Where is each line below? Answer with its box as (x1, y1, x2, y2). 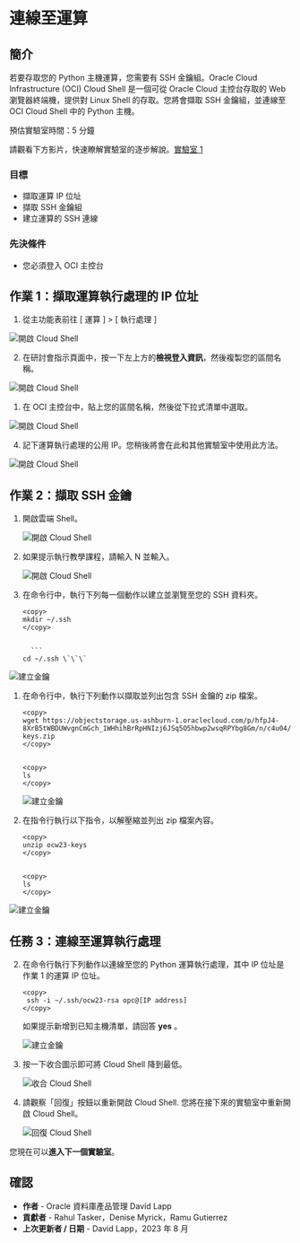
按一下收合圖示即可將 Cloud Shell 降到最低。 (21, 1059, 187, 1070)
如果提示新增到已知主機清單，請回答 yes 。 (21, 1020, 183, 1032)
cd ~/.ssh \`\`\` (21, 654, 88, 664)
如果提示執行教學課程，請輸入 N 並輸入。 (21, 551, 175, 562)
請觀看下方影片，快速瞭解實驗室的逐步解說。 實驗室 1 (9, 144, 203, 154)
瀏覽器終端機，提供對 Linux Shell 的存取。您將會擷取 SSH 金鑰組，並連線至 (9, 95, 287, 105)
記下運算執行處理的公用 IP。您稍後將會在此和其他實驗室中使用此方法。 (21, 440, 284, 451)
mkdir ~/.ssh (21, 616, 72, 625)
